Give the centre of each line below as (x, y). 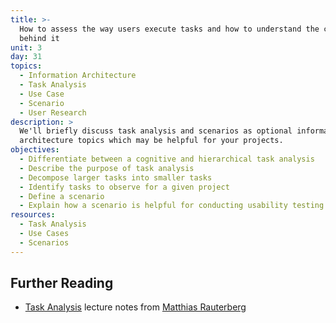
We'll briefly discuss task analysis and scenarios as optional (156, 131)
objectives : (35, 150)
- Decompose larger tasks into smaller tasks (116, 177)
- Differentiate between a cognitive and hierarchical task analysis (167, 159)
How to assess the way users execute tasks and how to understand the (169, 29)
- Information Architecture (78, 76)
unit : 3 (26, 47)
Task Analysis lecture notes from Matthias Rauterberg (135, 307)
